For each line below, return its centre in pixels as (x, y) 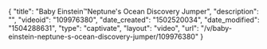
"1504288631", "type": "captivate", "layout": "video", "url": (104, 28)
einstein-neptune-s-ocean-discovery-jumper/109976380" (104, 36)
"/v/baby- (216, 28)
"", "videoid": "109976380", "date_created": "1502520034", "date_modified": (134, 20)
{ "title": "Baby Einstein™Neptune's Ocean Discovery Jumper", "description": (133, 11)
